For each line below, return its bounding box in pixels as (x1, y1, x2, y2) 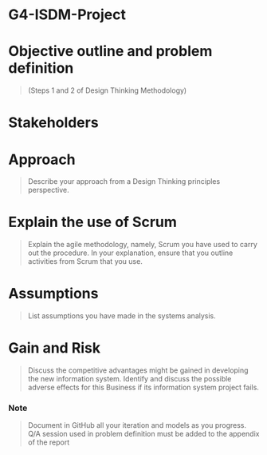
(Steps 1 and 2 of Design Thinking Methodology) (27, 86, 187, 95)
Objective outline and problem (8, 42, 213, 61)
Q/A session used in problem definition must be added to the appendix (27, 429, 260, 439)
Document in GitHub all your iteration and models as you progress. (27, 421, 247, 430)
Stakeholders (8, 114, 99, 132)
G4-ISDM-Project (8, 6, 126, 24)
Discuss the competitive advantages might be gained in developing (27, 365, 249, 375)
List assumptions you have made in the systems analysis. (27, 311, 217, 321)
